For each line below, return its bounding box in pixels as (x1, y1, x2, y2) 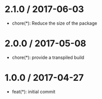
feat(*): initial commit (11, 88, 55, 94)
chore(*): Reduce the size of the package (11, 20, 97, 26)
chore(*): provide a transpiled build (11, 54, 84, 60)
